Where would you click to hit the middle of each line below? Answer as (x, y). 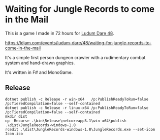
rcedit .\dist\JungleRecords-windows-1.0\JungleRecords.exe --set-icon (80, 129)
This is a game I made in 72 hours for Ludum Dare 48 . (60, 33)
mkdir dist (16, 116)
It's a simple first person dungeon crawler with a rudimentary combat (75, 57)
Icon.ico (14, 134)
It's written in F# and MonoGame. (39, 72)
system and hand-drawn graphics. (40, 63)
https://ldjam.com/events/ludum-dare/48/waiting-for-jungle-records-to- (78, 42)
